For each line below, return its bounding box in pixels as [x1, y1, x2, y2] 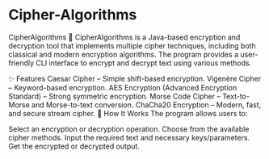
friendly [8, 58, 35, 68]
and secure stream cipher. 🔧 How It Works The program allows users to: [8, 108, 248, 118]
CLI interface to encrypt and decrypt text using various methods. [36, 58, 252, 68]
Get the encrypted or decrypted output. [8, 141, 140, 151]
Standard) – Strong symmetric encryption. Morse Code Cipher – [8, 91, 221, 101]
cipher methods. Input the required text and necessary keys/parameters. [8, 132, 250, 142]
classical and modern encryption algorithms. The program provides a [8, 49, 239, 59]
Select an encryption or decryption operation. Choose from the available [8, 123, 250, 134]
